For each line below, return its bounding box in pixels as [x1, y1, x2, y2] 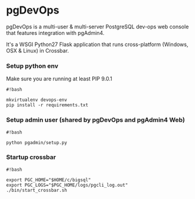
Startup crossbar [6, 153, 56, 161]
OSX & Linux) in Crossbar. [6, 47, 69, 54]
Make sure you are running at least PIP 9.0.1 [6, 75, 112, 83]
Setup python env [6, 61, 58, 70]
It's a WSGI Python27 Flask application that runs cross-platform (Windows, [6, 41, 188, 48]
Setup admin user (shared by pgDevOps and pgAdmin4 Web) [6, 116, 185, 124]
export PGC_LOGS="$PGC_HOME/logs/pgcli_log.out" [6, 182, 128, 188]
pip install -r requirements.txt [6, 102, 89, 108]
